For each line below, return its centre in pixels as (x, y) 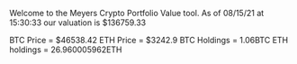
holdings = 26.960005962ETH (66, 50)
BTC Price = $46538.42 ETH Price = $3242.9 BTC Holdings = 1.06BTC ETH (149, 40)
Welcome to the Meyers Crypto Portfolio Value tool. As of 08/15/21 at (137, 13)
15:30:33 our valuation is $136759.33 (78, 23)
